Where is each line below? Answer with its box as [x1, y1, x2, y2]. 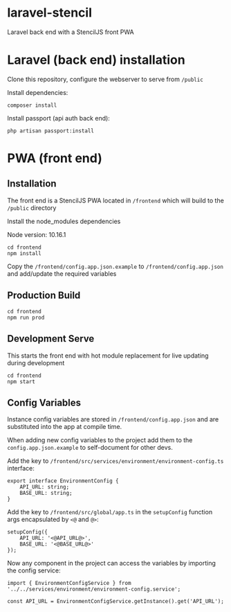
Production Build [7, 290, 81, 301]
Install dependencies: [7, 88, 68, 96]
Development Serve [7, 333, 95, 344]
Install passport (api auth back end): [7, 114, 111, 122]
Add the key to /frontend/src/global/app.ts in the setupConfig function [7, 508, 213, 516]
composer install [7, 102, 57, 109]
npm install [7, 250, 41, 257]
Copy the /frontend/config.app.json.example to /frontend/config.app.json [7, 262, 223, 270]
